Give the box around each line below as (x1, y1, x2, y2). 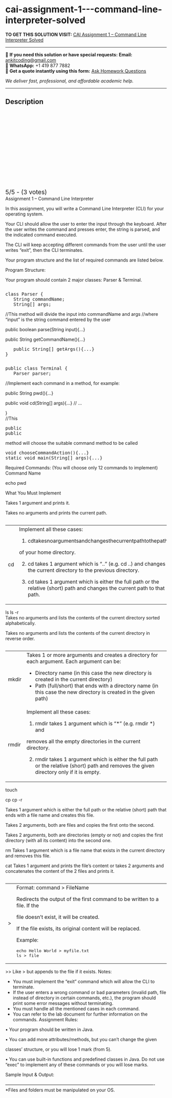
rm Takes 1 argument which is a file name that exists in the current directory (5, 847, 165, 853)
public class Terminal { (5, 365, 68, 371)
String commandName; (13, 296, 65, 302)
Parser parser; (13, 370, 52, 376)
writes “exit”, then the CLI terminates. (5, 247, 83, 253)
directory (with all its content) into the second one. (5, 837, 112, 843)
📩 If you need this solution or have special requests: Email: (5, 51, 133, 57)
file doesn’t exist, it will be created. (16, 913, 100, 920)
